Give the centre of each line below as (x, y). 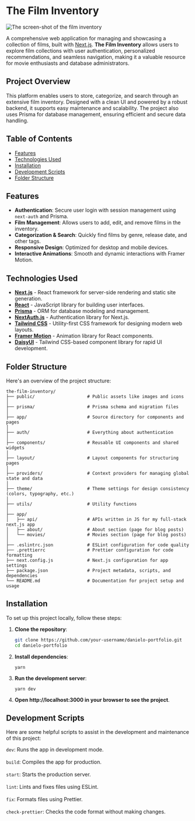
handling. (17, 120)
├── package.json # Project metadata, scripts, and (88, 571)
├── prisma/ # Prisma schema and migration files (93, 407)
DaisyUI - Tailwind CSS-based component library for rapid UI (88, 342)
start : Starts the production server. (49, 775)
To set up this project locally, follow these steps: (64, 618)
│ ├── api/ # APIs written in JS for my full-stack (96, 519)
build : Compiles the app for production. (54, 762)
